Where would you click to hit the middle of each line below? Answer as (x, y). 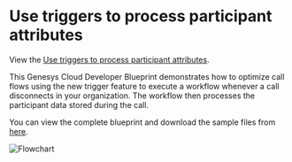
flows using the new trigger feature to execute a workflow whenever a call (144, 86)
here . (19, 131)
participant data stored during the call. (79, 104)
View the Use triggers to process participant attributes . (109, 59)
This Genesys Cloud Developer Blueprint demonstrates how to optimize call (147, 76)
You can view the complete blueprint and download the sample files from (142, 122)
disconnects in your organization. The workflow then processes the (132, 96)
